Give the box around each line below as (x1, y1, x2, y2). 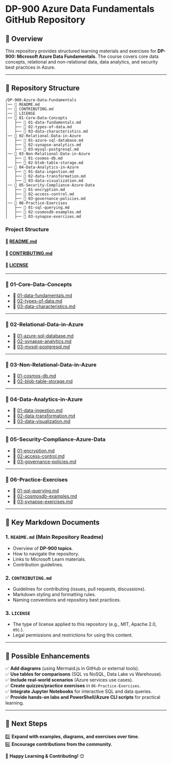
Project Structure (5, 226, 49, 233)
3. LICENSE (5, 609, 31, 617)
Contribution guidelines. (12, 561, 64, 567)
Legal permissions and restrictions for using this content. (12, 632, 133, 638)
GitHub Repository (5, 14, 86, 26)
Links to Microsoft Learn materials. (12, 556, 86, 562)
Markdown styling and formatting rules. (12, 591, 96, 597)
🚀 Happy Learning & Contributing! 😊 (5, 753, 84, 759)
